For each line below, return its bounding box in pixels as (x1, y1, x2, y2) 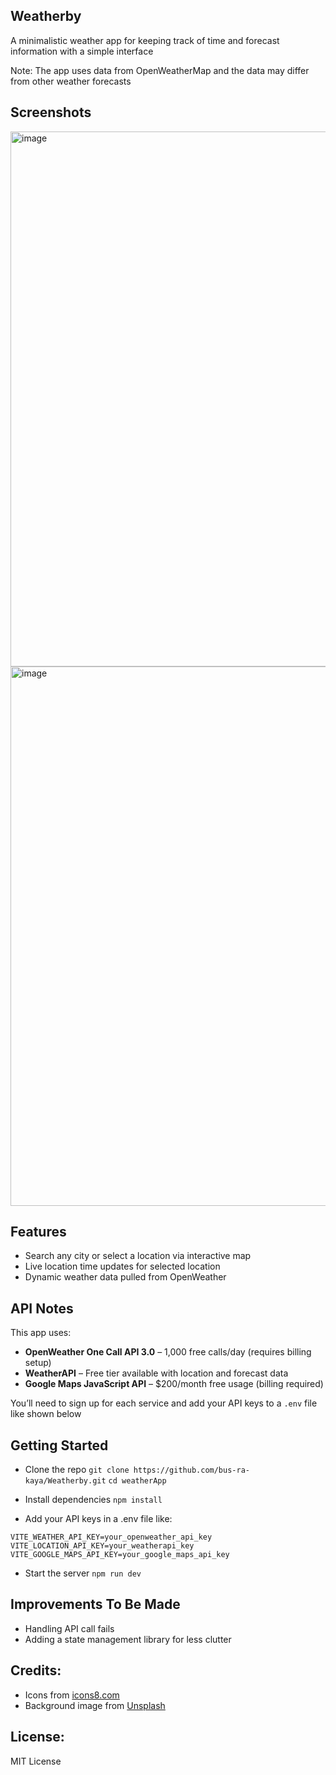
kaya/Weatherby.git (24, 1476, 107, 1486)
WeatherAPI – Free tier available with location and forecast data (24, 1367, 289, 1379)
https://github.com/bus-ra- (133, 1465, 250, 1476)
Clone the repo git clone (24, 1464, 130, 1476)
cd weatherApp (108, 1476, 167, 1486)
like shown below (10, 1408, 82, 1420)
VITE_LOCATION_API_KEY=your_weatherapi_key (10, 1541, 195, 1551)
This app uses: (10, 1327, 72, 1339)
